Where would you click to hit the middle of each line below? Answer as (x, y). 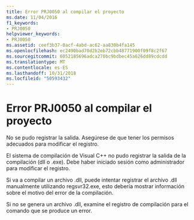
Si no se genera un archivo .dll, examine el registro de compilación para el (97, 204)
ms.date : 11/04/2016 (32, 17)
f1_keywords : (22, 23)
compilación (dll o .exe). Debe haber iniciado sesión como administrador (95, 162)
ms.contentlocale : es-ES (37, 67)
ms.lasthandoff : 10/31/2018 (41, 73)
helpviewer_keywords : (33, 34)
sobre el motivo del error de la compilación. (60, 193)
